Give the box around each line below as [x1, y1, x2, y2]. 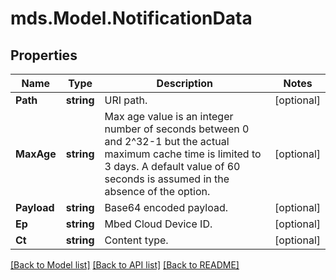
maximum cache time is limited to [104, 147, 262, 161]
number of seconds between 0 [104, 122, 250, 136]
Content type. [104, 233, 169, 247]
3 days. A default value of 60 [104, 160, 241, 173]
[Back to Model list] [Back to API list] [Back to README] [10, 259, 240, 271]
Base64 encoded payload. [104, 201, 228, 214]
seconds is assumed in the [104, 172, 230, 186]
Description [156, 77, 214, 90]
